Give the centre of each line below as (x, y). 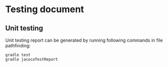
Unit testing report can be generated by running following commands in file (84, 40)
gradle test (18, 55)
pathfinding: (18, 46)
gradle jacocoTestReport (32, 59)
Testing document (45, 9)
